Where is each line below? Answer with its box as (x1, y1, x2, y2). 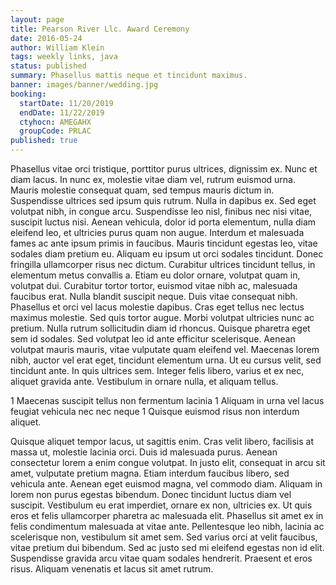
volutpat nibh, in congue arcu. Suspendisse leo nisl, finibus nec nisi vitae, (10, 206, 313, 217)
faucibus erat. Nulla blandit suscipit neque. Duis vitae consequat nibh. (10, 291, 298, 302)
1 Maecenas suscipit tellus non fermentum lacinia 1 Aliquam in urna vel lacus (10, 395, 325, 406)
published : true (10, 136, 78, 146)
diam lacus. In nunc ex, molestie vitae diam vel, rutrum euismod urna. (10, 174, 296, 185)
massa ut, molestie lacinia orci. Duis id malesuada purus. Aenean (10, 446, 278, 458)
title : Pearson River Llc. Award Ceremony (10, 24, 190, 34)
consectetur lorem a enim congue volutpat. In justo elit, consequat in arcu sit (10, 457, 326, 468)
